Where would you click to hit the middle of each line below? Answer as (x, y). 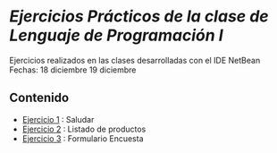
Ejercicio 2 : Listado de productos (84, 129)
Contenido (39, 98)
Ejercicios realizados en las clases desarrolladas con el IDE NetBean (135, 60)
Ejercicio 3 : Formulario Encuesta (83, 138)
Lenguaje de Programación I (116, 35)
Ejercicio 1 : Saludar (58, 119)
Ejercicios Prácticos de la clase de (139, 17)
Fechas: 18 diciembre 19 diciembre (73, 70)
